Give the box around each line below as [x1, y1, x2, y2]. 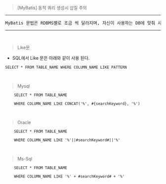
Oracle [17, 119, 31, 125]
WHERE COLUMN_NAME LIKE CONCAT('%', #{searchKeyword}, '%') [14, 101, 140, 106]
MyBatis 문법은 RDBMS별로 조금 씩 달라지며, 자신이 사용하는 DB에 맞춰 [5, 20, 156, 26]
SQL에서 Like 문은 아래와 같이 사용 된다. [12, 55, 90, 61]
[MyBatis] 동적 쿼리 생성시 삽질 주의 [17, 5, 87, 10]
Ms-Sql [17, 156, 33, 162]
